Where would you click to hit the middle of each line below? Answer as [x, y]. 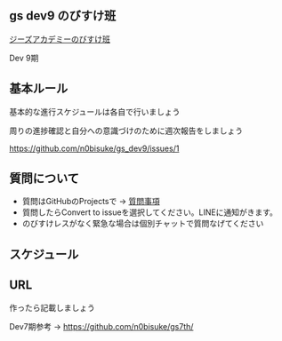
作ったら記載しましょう [52, 307]
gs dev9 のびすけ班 [63, 16]
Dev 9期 [24, 58]
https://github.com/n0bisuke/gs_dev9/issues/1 [94, 148]
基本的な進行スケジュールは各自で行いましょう [95, 111]
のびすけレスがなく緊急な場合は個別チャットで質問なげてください [143, 224]
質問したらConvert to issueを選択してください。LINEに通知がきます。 [150, 212]
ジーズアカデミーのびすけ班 [60, 39]
